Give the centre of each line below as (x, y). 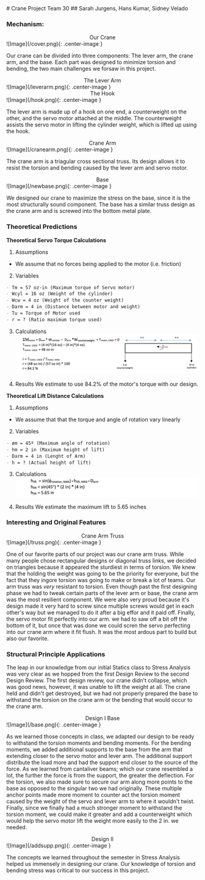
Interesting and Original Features (56, 522)
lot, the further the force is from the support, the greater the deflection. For (100, 776)
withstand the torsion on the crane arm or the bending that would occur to (99, 700)
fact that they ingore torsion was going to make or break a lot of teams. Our (101, 580)
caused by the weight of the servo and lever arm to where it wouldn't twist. (101, 801)
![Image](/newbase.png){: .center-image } (59, 186)
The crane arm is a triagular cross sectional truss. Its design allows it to (96, 161)
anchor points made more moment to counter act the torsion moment (93, 795)
